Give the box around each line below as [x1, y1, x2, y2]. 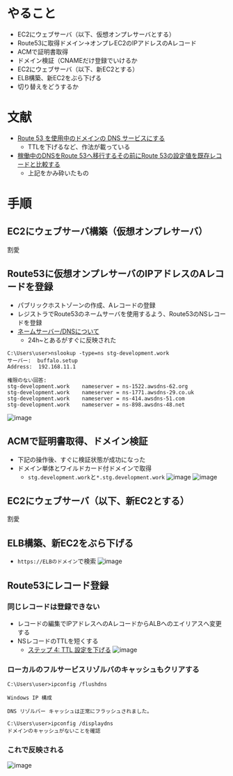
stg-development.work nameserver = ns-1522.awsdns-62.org [7, 382, 188, 390]
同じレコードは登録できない [7, 602, 100, 612]
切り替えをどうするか [17, 82, 79, 91]
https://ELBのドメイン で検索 [17, 557, 96, 565]
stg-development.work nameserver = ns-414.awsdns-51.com [7, 395, 186, 402]
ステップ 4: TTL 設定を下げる [27, 646, 111, 654]
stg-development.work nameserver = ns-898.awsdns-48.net [7, 401, 186, 408]
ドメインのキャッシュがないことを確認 [7, 728, 101, 735]
